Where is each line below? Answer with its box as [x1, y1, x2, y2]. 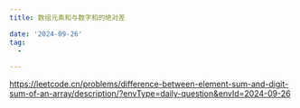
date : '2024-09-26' [9, 29, 83, 39]
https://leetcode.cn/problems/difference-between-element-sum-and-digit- [9, 78, 289, 90]
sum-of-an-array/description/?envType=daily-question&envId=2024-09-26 [9, 88, 291, 99]
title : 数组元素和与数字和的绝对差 [9, 13, 126, 22]
